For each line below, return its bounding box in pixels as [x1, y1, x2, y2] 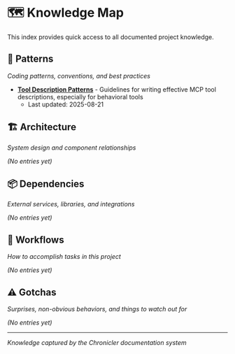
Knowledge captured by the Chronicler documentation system [7, 339, 187, 346]
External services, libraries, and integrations [7, 200, 135, 208]
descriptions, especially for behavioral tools [17, 92, 143, 101]
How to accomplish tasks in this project [7, 253, 121, 261]
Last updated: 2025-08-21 [27, 100, 104, 108]
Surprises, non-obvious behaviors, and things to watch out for [7, 305, 187, 313]
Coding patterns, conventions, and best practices [7, 71, 150, 80]
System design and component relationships [7, 143, 136, 152]
